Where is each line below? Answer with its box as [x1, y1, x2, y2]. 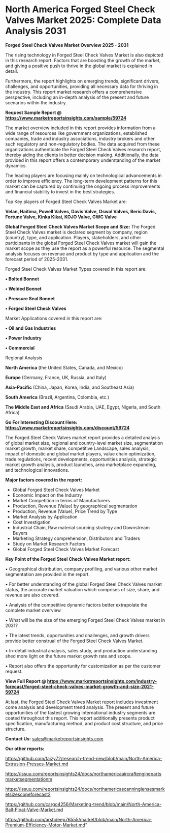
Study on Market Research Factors [12, 540, 85, 547]
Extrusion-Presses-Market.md [5, 761, 69, 767]
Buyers [12, 530, 28, 536]
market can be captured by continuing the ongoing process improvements [5, 183, 161, 189]
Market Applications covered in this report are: [5, 315, 103, 321]
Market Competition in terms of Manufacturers [12, 497, 110, 503]
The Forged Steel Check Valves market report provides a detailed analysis [5, 434, 160, 441]
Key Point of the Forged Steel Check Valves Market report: [5, 556, 131, 562]
